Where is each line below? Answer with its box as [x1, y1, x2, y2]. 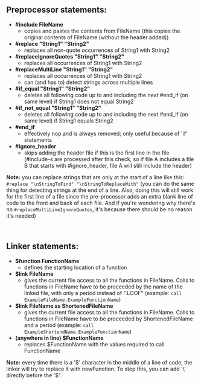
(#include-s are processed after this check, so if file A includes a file [24, 155, 194, 162]
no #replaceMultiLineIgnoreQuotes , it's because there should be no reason [6, 205, 193, 213]
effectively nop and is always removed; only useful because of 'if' [24, 130, 188, 137]
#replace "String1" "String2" [14, 40, 89, 47]
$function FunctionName [14, 257, 80, 264]
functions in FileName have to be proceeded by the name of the [24, 283, 183, 290]
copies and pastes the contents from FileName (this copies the [24, 27, 180, 34]
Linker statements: [6, 241, 79, 252]
